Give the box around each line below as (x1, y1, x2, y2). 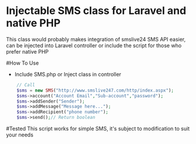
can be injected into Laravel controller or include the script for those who (6, 42, 182, 49)
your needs (6, 131, 34, 138)
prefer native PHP (6, 48, 49, 55)
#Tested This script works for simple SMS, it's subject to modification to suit (6, 125, 190, 132)
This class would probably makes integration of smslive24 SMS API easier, (6, 36, 186, 43)
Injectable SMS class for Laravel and (6, 4, 187, 17)
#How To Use (6, 59, 39, 66)
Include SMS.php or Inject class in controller (14, 71, 122, 78)
